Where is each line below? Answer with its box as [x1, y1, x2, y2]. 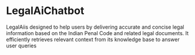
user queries [6, 42, 37, 49]
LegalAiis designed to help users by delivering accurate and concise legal [6, 23, 184, 30]
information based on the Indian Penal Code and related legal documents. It [6, 29, 189, 36]
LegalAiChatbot [6, 4, 85, 18]
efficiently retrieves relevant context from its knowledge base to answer [6, 36, 180, 43]
